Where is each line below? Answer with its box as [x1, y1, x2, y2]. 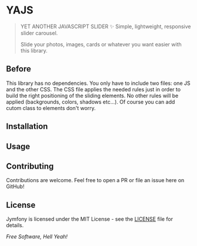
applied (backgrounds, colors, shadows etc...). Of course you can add [6, 98, 175, 105]
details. [6, 222, 24, 229]
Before [6, 64, 31, 74]
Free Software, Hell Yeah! [6, 233, 68, 240]
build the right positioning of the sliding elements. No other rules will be [6, 92, 179, 99]
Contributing [6, 161, 54, 171]
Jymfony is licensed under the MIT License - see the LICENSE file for [6, 216, 173, 223]
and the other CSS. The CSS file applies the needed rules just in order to [6, 86, 181, 93]
